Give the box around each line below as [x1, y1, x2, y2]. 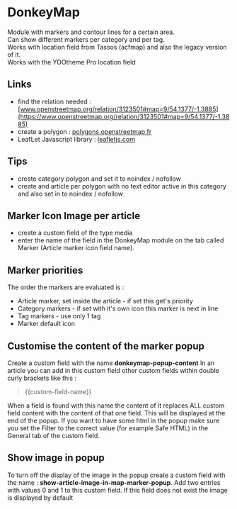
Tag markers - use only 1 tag [17, 312, 101, 320]
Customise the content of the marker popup [7, 340, 205, 352]
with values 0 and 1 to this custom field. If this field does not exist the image [7, 486, 228, 494]
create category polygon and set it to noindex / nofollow [17, 174, 182, 183]
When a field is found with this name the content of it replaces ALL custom [7, 401, 225, 410]
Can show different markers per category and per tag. [7, 35, 165, 43]
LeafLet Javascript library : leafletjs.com [17, 135, 136, 143]
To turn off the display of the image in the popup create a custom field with [7, 471, 226, 479]
